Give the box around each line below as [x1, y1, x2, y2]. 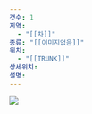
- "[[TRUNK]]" [17, 54, 70, 63]
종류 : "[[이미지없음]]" [9, 37, 85, 47]
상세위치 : [9, 63, 38, 72]
